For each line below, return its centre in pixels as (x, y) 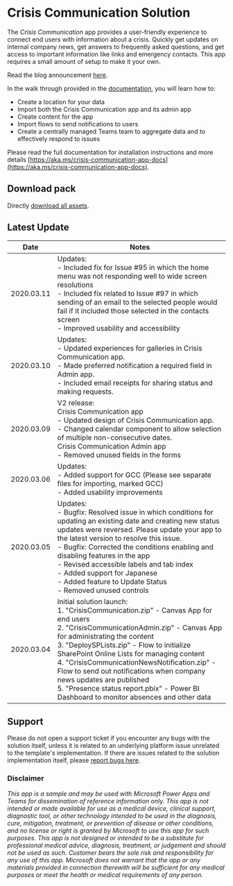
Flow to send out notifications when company (131, 671)
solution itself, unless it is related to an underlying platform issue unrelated (113, 746)
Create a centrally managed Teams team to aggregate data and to (111, 131)
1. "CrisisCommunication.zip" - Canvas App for (135, 610)
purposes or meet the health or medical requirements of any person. (105, 875)
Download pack (42, 189)
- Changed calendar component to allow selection (139, 428)
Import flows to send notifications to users (78, 124)
